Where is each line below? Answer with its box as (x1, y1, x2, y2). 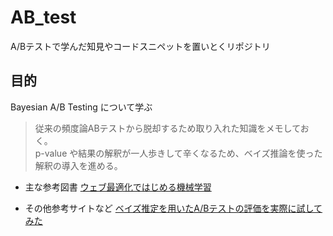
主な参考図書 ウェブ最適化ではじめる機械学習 (24, 181, 212, 193)
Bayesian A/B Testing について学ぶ (10, 101, 153, 113)
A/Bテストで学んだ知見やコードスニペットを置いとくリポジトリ (10, 40, 271, 52)
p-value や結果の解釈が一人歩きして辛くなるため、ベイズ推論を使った (34, 147, 323, 159)
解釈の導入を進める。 (34, 159, 123, 171)
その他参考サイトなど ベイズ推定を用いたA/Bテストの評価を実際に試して (24, 202, 323, 214)
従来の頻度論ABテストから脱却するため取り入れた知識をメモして (34, 122, 301, 134)
